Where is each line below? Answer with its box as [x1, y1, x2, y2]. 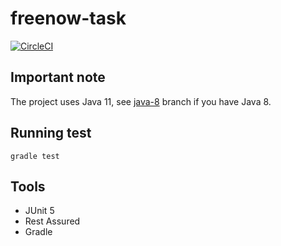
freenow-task [10, 7, 127, 30]
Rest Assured [24, 215, 81, 227]
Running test [10, 125, 92, 142]
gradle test [10, 151, 60, 161]
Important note [10, 69, 106, 86]
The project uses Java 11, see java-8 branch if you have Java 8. [10, 95, 272, 107]
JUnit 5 [24, 205, 55, 217]
